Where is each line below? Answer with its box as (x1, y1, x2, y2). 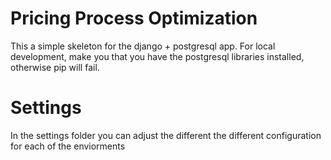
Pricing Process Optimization (10, 7, 258, 30)
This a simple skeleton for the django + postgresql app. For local (10, 40, 276, 52)
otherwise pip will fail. (10, 61, 100, 73)
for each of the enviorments (10, 140, 126, 152)
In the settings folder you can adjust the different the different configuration (10, 129, 322, 141)
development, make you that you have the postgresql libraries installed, (10, 50, 305, 62)
